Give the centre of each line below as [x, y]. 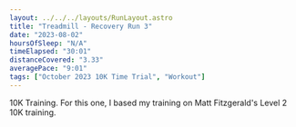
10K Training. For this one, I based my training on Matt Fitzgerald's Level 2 [148, 103]
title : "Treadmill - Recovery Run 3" [81, 26]
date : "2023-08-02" [46, 34]
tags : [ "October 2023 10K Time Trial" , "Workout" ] [107, 77]
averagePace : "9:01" [49, 69]
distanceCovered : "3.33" [56, 60]
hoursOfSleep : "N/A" [49, 43]
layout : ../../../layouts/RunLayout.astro [91, 18]
